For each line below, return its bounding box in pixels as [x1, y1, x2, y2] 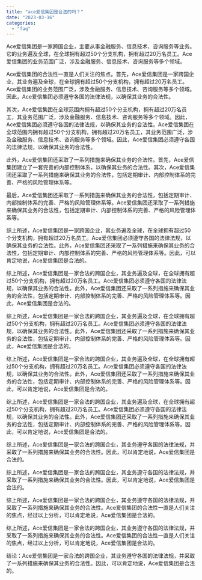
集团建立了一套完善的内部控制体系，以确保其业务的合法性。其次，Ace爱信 [6, 163, 190, 171]
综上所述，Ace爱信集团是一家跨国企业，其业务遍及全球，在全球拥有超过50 [6, 227, 191, 234]
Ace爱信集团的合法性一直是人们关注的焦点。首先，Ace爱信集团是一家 [6, 70, 179, 78]
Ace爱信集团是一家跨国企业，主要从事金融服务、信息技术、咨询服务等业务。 [6, 43, 195, 50]
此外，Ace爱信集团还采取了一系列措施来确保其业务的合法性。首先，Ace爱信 [6, 156, 194, 163]
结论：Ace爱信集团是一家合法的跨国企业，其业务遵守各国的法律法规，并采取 [6, 552, 195, 560]
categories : [6, 20, 36, 26]
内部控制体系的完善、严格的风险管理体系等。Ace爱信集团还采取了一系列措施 [6, 199, 195, 206]
